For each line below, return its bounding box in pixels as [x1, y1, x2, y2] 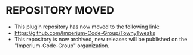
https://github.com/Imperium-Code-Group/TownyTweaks [14, 29, 156, 36]
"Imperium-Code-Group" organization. [14, 42, 110, 49]
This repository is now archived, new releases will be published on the [14, 35, 188, 43]
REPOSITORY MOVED [5, 4, 115, 17]
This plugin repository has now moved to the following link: [14, 23, 160, 30]
